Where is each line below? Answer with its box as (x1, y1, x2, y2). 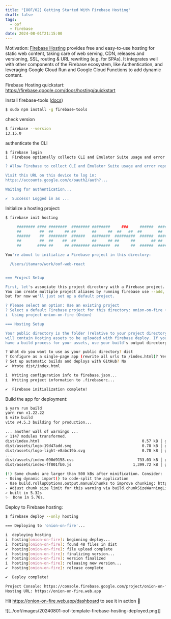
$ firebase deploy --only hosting (5, 514, 79, 519)
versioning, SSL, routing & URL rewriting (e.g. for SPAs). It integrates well (5, 56, 158, 62)
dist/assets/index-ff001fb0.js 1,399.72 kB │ (5, 462, 163, 467)
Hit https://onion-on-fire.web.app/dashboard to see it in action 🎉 (5, 598, 141, 604)
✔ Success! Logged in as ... (5, 196, 70, 201)
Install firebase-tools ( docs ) (5, 97, 64, 103)
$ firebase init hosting (5, 215, 58, 220)
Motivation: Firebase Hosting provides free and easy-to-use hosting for (5, 45, 155, 51)
